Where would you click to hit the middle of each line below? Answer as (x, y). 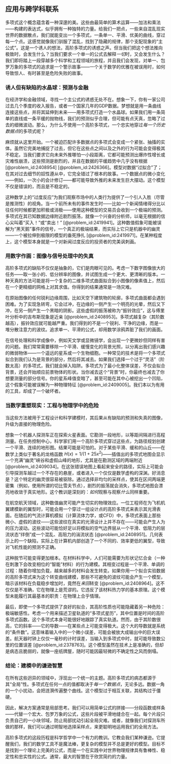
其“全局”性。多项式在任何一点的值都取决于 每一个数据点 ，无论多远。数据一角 (85, 684)
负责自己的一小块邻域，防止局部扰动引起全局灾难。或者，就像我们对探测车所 (85, 720)
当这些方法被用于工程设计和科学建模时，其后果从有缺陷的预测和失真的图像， (85, 417)
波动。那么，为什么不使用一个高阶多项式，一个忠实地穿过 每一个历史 (94, 125)
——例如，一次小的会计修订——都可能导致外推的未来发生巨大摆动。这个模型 (85, 180)
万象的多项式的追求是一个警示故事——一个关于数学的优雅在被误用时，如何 (87, 67)
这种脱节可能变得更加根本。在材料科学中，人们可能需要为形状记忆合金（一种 (85, 558)
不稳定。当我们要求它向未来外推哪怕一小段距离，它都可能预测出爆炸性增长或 (85, 155)
